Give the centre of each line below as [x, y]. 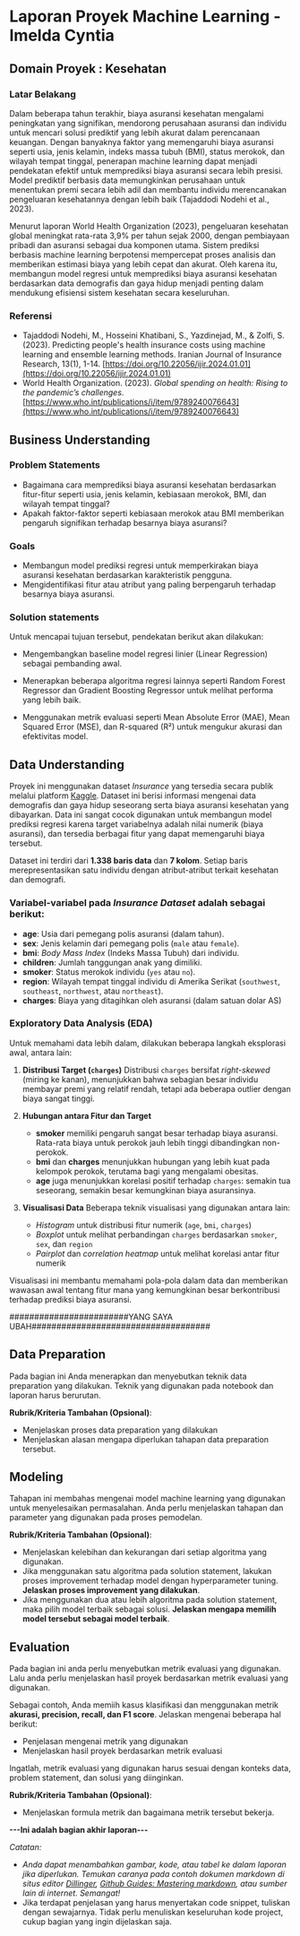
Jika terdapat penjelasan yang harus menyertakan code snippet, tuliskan [156, 1903]
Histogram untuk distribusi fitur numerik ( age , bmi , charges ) [144, 1225]
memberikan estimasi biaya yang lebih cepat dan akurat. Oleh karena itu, [143, 264]
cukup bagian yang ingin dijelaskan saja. [97, 1922]
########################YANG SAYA [91, 1316]
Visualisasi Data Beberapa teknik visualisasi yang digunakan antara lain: [156, 1208]
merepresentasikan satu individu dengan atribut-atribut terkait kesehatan [144, 870]
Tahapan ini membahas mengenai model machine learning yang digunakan [148, 1499]
